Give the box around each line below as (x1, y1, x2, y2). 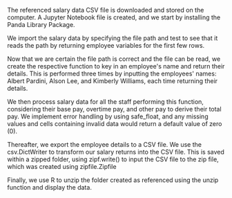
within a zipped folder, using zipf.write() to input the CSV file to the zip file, (7, 155, 219, 163)
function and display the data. (7, 183, 92, 191)
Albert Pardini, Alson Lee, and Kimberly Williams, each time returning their (7, 77, 218, 85)
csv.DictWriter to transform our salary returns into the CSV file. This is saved (7, 148, 224, 156)
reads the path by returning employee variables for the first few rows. (7, 42, 205, 49)
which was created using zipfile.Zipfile (7, 163, 117, 170)
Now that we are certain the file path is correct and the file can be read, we (7, 55, 221, 63)
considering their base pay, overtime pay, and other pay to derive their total (7, 105, 222, 113)
